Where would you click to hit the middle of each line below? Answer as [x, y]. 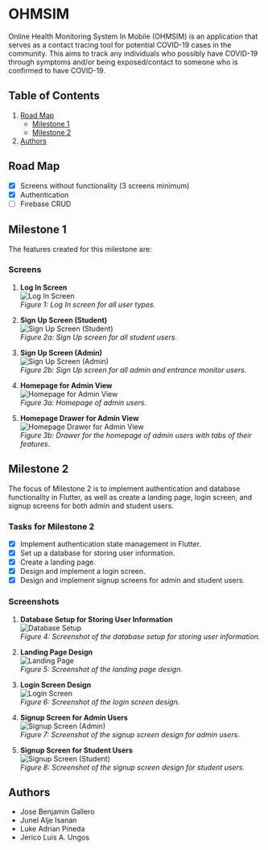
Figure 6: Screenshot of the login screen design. [100, 702]
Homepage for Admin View [66, 385]
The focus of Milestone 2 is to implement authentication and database [124, 489]
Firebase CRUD [45, 204]
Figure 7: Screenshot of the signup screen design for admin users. [130, 734]
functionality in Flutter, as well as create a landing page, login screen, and [130, 497]
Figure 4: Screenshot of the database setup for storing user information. [140, 636]
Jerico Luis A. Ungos [55, 837]
